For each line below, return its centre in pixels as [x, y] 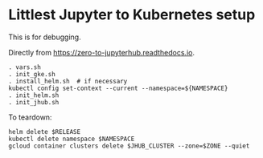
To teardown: [30, 117]
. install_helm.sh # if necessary [68, 81]
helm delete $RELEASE [45, 132]
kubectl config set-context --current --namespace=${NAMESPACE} [118, 88]
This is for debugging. [45, 37]
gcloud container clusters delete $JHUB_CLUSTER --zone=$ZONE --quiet [129, 146]
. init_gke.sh [32, 74]
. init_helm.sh [34, 95]
